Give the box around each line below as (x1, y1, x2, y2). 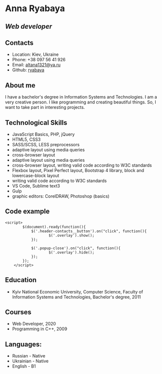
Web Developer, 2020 (12, 321, 56, 327)
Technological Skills (5, 119, 67, 127)
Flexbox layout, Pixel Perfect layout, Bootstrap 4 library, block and (12, 168, 144, 173)
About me (5, 81, 36, 89)
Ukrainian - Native (12, 358, 49, 364)
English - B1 (12, 363, 36, 369)
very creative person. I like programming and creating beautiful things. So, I (5, 99, 157, 105)
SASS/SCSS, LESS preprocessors (12, 142, 80, 148)
